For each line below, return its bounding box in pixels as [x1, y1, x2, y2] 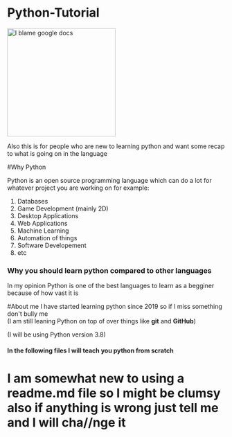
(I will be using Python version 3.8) [7, 330, 106, 339]
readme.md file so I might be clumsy [7, 386, 221, 401]
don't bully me [7, 310, 48, 318]
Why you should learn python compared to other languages [7, 265, 212, 275]
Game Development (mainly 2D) [17, 204, 109, 213]
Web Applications [17, 219, 68, 227]
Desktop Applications [17, 211, 79, 220]
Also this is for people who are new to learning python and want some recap [7, 142, 225, 150]
